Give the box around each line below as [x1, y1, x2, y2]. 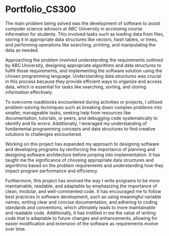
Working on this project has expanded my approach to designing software [5, 140, 159, 147]
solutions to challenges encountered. [5, 131, 82, 137]
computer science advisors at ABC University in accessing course [5, 25, 143, 31]
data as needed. [5, 47, 39, 53]
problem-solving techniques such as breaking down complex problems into [5, 104, 162, 110]
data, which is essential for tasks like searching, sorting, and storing [5, 83, 146, 89]
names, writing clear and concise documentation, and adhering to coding [5, 199, 158, 205]
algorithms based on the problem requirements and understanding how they [5, 162, 164, 168]
